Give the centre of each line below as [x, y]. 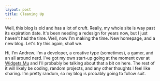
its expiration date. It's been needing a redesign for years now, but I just [76, 33]
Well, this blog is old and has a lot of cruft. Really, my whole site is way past [80, 28]
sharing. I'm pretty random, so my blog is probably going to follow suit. [75, 73]
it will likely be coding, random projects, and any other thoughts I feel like [78, 68]
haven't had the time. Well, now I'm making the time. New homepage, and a [80, 38]
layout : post [18, 9]
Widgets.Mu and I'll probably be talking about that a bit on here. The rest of [80, 63]
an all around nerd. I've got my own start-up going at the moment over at [77, 58]
